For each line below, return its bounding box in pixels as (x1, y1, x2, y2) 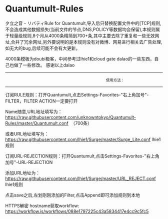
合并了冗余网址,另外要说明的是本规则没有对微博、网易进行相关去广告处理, (10, 38, 162, 45)
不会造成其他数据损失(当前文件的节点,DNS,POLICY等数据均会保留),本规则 (5, 26, 156, 32)
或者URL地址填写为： (5, 130, 49, 136)
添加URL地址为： (5, 169, 40, 175)
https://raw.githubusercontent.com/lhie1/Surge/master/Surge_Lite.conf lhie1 (5, 136, 161, 142)
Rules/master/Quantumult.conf (5, 120, 68, 126)
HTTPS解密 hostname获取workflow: (5, 202, 79, 208)
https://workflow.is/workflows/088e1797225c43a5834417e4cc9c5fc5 (5, 208, 149, 214)
